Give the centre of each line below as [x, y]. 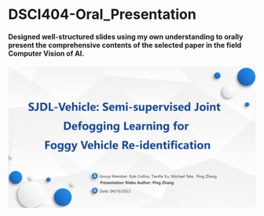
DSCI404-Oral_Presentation [102, 15]
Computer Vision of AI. [46, 53]
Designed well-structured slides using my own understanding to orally [126, 36]
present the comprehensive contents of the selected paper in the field [125, 45]
